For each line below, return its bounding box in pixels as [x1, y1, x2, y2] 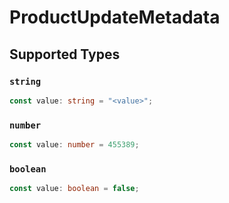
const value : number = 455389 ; [9, 140, 140, 150]
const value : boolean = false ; [9, 184, 140, 194]
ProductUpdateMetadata [9, 6, 221, 29]
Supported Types [9, 46, 121, 63]
